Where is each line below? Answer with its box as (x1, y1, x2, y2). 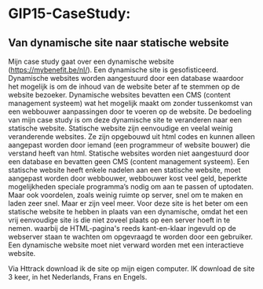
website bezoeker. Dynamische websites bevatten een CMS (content (8, 90, 231, 99)
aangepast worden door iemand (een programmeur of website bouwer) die (8, 141, 251, 149)
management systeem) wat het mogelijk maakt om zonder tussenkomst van (8, 99, 253, 108)
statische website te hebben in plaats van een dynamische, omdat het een (8, 207, 249, 216)
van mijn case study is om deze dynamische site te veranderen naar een (8, 115, 242, 124)
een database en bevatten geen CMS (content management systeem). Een (8, 157, 250, 166)
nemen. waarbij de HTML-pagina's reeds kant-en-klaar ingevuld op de (8, 224, 237, 232)
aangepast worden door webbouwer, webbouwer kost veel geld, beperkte (8, 174, 247, 183)
